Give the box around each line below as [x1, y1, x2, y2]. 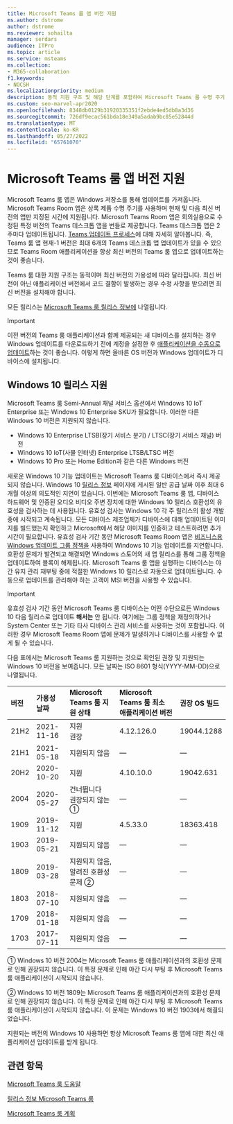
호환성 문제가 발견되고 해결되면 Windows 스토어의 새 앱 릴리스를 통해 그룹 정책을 [7, 549, 226, 558]
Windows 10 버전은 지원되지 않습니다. [7, 416, 111, 424]
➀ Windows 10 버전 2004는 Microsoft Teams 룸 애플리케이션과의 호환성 [7, 956, 209, 965]
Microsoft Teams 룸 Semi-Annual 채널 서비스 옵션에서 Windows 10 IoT [7, 399, 203, 407]
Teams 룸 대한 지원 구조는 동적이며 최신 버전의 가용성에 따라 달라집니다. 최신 [7, 271, 215, 279]
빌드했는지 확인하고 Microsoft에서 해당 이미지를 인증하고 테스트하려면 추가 [19, 524, 222, 532]
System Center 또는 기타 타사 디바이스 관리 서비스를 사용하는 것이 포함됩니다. [7, 621, 218, 630]
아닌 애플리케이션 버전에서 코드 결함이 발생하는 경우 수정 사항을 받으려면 [19, 279, 215, 288]
